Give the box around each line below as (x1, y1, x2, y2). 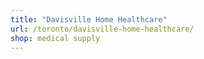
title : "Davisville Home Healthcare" (10, 14, 168, 25)
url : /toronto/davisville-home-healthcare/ (10, 24, 195, 34)
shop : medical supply (10, 33, 101, 43)
